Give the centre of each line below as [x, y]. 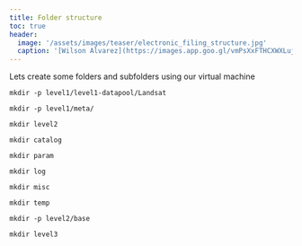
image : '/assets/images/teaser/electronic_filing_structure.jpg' [142, 43]
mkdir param [31, 156]
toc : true [28, 26]
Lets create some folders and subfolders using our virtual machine [133, 76]
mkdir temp [30, 203]
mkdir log [28, 171]
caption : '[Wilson [52, 51]
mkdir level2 [34, 125]
